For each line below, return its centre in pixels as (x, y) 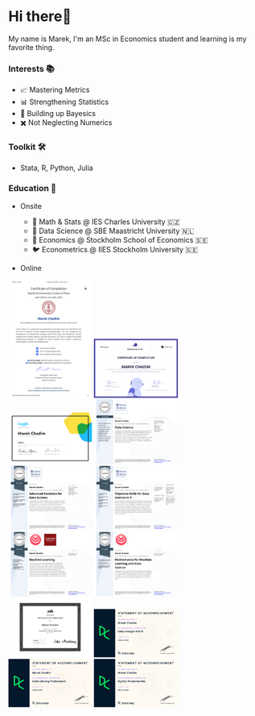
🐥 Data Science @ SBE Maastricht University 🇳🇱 (113, 231)
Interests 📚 (31, 69)
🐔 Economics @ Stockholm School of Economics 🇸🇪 (120, 239)
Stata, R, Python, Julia (57, 168)
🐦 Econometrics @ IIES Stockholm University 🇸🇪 (115, 249)
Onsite (31, 206)
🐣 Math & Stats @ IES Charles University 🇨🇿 (106, 222)
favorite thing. (31, 47)
